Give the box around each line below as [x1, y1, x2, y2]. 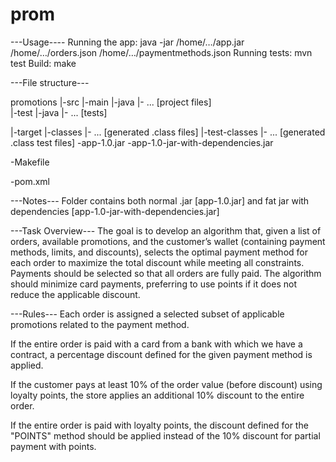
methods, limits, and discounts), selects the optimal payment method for [10, 246, 308, 258]
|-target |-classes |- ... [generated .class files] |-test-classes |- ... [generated [10, 126, 326, 138]
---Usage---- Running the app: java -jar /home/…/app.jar [10, 36, 245, 48]
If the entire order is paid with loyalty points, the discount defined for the [10, 419, 309, 431]
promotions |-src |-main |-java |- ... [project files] [10, 96, 212, 108]
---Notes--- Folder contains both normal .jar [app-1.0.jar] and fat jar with [10, 194, 310, 207]
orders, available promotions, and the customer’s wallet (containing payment [10, 235, 326, 247]
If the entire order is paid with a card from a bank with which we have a [10, 338, 303, 350]
